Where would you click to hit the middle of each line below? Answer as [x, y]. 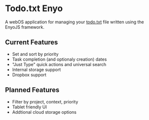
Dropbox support [29, 75]
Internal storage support [36, 69]
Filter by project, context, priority [45, 102]
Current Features [32, 43]
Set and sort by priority [35, 54]
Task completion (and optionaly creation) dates [59, 59]
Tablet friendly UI [29, 107]
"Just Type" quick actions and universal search [59, 64]
